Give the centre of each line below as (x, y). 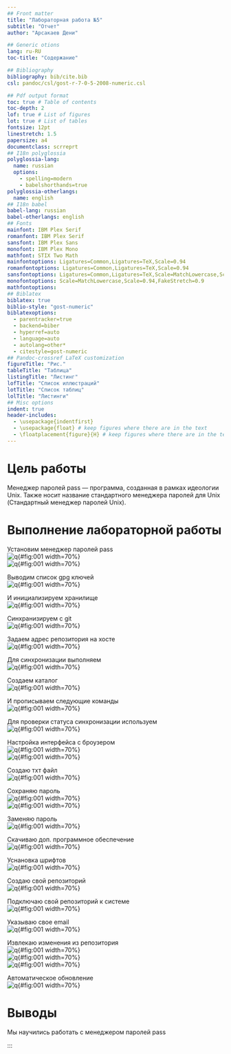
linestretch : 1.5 (32, 134)
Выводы (32, 1013)
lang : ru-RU (24, 52)
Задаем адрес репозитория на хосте (61, 639)
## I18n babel (27, 204)
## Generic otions (33, 45)
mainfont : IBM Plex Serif (44, 230)
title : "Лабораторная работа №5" (55, 20)
